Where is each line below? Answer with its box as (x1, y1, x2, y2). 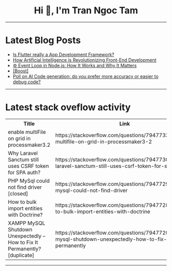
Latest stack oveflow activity (5, 102, 131, 113)
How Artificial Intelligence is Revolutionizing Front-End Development (12, 56, 157, 63)
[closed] (8, 190, 28, 197)
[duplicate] (8, 251, 34, 259)
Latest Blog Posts (5, 34, 81, 46)
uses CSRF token (8, 162, 49, 169)
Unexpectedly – (8, 232, 46, 239)
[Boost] (12, 68, 29, 74)
